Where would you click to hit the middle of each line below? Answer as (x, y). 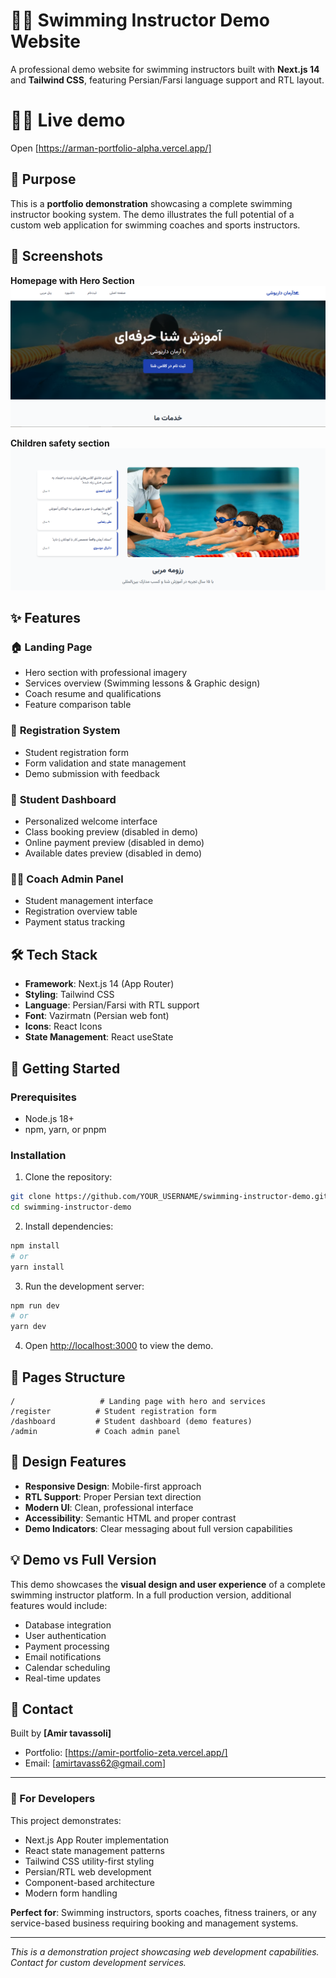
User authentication (65, 1635)
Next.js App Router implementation (97, 1840)
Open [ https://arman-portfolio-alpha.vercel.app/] (111, 148)
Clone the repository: (68, 1177)
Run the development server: (84, 1286)
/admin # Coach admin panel (96, 1431)
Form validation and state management (105, 763)
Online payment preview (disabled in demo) (114, 843)
